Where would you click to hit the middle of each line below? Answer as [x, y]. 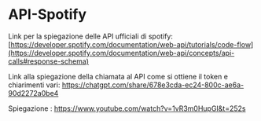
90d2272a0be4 [33, 93]
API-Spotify [48, 15]
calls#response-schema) [48, 61]
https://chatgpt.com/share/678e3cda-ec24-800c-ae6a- [153, 85]
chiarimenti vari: [34, 85]
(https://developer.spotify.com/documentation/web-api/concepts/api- [121, 53]
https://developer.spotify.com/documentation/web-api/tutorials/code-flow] [132, 44]
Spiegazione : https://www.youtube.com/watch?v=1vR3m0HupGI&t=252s [127, 108]
